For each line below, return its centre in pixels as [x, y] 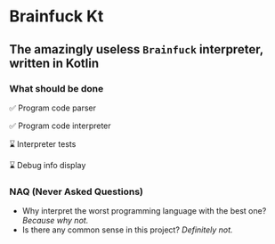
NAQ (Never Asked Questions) [77, 191]
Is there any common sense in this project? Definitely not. [127, 230]
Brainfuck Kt [57, 16]
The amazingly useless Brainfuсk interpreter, [137, 49]
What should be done [57, 88]
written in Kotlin [54, 63]
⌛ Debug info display [48, 165]
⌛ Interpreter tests [43, 143]
